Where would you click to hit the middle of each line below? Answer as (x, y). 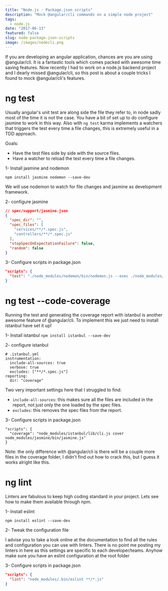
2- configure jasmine (27, 202)
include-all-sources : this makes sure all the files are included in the (83, 400)
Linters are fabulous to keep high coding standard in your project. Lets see (82, 496)
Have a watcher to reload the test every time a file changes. (74, 158)
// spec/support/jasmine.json (37, 211)
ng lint (18, 483)
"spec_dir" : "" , (26, 220)
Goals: (12, 143)
